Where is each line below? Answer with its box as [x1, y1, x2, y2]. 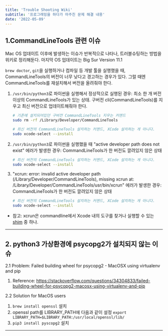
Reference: [12, 278, 35, 283]
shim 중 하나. [12, 219, 38, 225]
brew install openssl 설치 [12, 303, 67, 309]
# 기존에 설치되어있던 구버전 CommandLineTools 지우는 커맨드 [12, 113, 126, 118]
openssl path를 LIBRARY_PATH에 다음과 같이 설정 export [12, 309, 126, 315]
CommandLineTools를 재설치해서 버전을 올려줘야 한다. [5, 80, 112, 86]
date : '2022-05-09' [5, 16, 46, 21]
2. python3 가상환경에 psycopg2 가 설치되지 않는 [5, 239, 151, 248]
